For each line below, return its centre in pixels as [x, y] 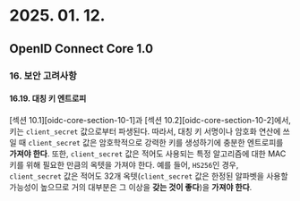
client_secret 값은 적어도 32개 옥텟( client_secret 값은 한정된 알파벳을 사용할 [149, 176]
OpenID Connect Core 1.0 [81, 49]
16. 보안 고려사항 [43, 75]
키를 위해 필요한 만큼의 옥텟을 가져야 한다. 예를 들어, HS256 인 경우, [124, 164]
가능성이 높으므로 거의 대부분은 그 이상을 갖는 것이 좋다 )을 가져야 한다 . [131, 187]
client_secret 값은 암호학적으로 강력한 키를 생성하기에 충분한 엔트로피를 [156, 142]
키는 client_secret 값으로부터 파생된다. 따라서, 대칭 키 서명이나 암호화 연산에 [145, 131]
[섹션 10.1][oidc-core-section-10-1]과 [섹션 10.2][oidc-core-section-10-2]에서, [150, 120]
